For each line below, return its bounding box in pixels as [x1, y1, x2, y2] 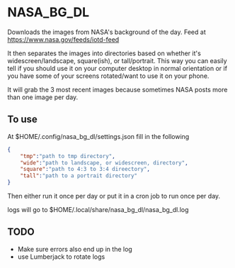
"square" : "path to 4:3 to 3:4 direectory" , [20, 166, 151, 173]
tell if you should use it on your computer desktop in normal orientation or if [7, 64, 228, 72]
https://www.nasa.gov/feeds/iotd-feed [7, 35, 120, 43]
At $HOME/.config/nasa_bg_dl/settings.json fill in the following [7, 132, 190, 140]
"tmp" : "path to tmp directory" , [20, 152, 115, 160]
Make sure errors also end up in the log [17, 245, 132, 253]
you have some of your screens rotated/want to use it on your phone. [7, 72, 210, 80]
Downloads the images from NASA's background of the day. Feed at [7, 28, 207, 36]
